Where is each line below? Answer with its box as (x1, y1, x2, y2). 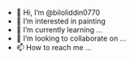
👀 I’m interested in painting (15, 16, 106, 26)
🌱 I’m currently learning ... (15, 25, 103, 34)
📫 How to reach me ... (15, 43, 92, 52)
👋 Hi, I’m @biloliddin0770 (15, 8, 101, 17)
